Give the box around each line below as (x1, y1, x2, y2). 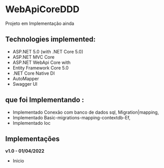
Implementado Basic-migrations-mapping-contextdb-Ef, (12, 114, 130, 120)
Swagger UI (12, 81, 38, 87)
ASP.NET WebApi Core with (12, 59, 71, 65)
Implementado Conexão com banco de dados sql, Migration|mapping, (12, 109, 159, 115)
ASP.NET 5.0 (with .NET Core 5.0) (12, 48, 84, 54)
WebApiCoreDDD (5, 4, 80, 15)
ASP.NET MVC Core (12, 54, 55, 60)
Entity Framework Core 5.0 (12, 64, 69, 71)
